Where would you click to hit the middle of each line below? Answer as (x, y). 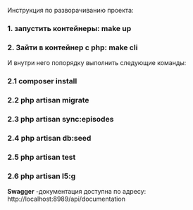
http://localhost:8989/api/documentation (66, 199)
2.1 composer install (42, 81)
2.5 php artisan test (42, 157)
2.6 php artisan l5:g (42, 176)
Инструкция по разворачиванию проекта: (70, 10)
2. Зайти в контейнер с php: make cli (73, 47)
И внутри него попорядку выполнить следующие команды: (97, 63)
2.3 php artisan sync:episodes (61, 119)
